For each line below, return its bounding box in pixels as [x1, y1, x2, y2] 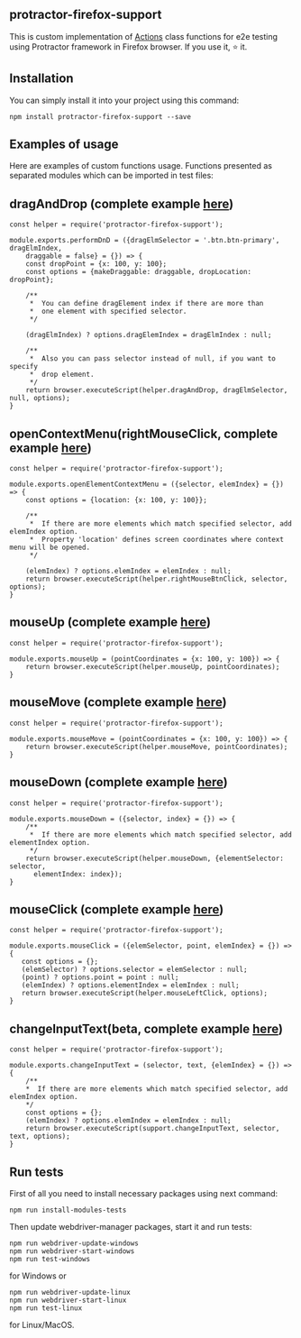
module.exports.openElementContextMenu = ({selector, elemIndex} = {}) [9, 480, 284, 490]
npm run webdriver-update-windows [9, 1239, 140, 1248]
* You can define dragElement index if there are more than [29, 299, 264, 308]
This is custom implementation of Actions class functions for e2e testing [9, 31, 278, 41]
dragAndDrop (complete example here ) [9, 196, 234, 211]
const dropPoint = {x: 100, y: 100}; [25, 260, 168, 269]
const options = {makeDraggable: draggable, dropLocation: [25, 268, 252, 277]
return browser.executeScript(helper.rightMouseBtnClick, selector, [25, 574, 288, 584]
